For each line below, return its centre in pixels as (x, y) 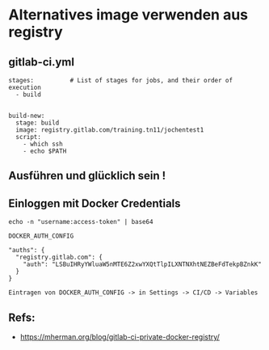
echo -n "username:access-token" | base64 (81, 222)
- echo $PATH (45, 151)
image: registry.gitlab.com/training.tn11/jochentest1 (110, 130)
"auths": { (27, 251)
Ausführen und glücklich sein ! (87, 176)
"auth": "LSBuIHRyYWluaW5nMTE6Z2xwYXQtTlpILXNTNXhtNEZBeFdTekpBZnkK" (143, 264)
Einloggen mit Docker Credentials (95, 203)
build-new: (27, 116)
